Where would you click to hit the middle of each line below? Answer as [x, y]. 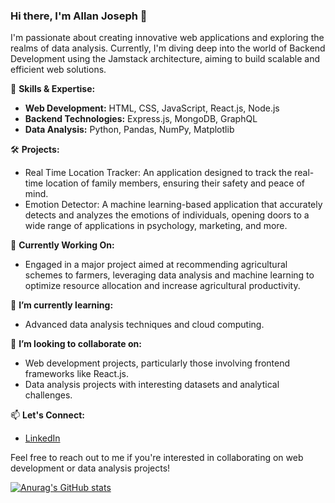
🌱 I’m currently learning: [62, 305]
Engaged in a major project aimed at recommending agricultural [156, 265]
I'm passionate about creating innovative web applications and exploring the [167, 38]
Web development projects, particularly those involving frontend [157, 363]
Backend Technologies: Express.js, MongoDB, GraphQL [141, 119]
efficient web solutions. [58, 70]
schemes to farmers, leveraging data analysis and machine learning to [169, 275]
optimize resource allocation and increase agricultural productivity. [162, 286]
